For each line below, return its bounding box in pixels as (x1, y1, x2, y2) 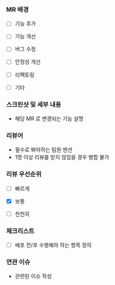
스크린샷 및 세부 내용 (6, 100, 61, 108)
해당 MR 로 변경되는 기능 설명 (14, 115, 83, 122)
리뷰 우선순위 (6, 170, 42, 178)
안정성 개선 (14, 58, 41, 65)
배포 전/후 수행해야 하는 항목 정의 (14, 241, 92, 249)
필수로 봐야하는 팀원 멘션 (14, 146, 73, 153)
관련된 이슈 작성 (14, 272, 52, 280)
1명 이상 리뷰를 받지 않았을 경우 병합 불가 (14, 154, 110, 161)
